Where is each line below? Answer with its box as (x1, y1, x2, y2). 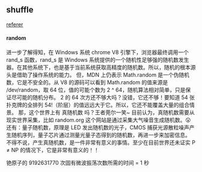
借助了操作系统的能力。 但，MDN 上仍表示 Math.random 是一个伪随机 (16, 72, 190, 79)
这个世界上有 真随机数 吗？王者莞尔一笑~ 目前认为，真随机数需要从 (28, 109, 195, 116)
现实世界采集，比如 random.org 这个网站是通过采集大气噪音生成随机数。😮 (6, 117, 191, 124)
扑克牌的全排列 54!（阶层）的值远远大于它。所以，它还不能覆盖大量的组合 (6, 102, 190, 109)
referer (6, 20, 23, 28)
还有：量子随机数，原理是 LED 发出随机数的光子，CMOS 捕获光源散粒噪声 (6, 124, 189, 131)
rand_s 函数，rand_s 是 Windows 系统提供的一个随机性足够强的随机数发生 (6, 57, 189, 64)
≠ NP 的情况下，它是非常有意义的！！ (6, 147, 99, 154)
